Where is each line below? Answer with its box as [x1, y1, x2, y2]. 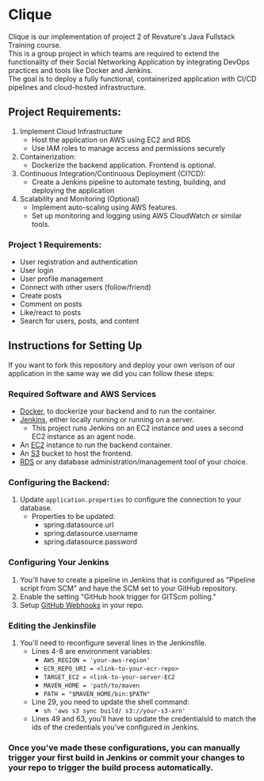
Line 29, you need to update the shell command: [31, 697, 190, 707]
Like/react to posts [19, 308, 82, 317]
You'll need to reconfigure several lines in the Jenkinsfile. [19, 638, 208, 648]
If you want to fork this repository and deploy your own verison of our [8, 360, 235, 370]
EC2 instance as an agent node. [31, 432, 136, 441]
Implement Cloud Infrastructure [19, 126, 123, 136]
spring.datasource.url [43, 520, 114, 529]
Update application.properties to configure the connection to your [19, 494, 242, 505]
